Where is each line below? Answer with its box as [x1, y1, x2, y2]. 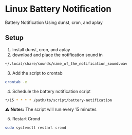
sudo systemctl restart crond [5, 125, 67, 130]
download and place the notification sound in [12, 52, 103, 58]
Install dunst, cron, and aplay [12, 46, 71, 52]
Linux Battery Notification [5, 3, 112, 15]
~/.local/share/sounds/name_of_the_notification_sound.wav [5, 61, 128, 66]
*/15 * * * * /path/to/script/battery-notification [5, 97, 112, 103]
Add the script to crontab [12, 70, 63, 76]
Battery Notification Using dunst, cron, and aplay [5, 19, 103, 25]
